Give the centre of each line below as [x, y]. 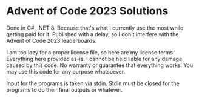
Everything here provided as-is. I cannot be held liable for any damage [94, 59]
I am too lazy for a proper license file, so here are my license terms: [90, 52]
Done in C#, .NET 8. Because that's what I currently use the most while [95, 28]
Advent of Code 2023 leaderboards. [52, 40]
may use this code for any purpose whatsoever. [66, 71]
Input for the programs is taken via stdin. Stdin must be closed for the [93, 83]
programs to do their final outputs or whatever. [65, 89]
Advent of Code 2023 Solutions [87, 11]
